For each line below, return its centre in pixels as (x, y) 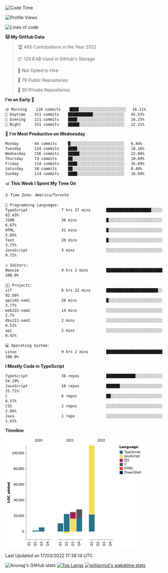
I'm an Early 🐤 (20, 100)
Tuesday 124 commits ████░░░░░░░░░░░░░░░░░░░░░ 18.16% (75, 149)
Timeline (15, 431)
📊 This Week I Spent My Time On (41, 183)
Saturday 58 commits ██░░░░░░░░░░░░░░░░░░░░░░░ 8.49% (74, 169)
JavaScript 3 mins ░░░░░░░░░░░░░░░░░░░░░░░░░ (84, 250)
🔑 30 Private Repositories (44, 90)
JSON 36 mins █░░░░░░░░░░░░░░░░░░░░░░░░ (84, 220)
